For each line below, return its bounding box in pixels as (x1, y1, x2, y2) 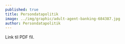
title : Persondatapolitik (5, 12, 58, 17)
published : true (5, 7, 39, 12)
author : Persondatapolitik (5, 21, 61, 26)
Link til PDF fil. (5, 34, 35, 40)
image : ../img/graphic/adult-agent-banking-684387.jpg (5, 16, 121, 21)
